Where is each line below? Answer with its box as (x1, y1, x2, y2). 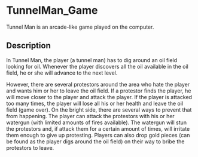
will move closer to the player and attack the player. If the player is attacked (6, 93, 193, 100)
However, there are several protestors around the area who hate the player (6, 81, 190, 88)
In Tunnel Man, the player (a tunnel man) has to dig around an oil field (6, 56, 178, 63)
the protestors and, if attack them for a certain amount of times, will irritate (6, 125, 190, 132)
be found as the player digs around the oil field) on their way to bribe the (6, 138, 185, 145)
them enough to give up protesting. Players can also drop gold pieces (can (6, 131, 190, 138)
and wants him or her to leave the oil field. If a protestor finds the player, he (6, 87, 191, 94)
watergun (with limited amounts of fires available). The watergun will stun (6, 119, 187, 126)
